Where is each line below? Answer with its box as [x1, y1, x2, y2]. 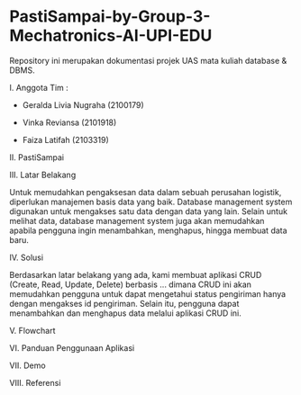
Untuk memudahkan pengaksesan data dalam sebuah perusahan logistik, [9, 186, 282, 197]
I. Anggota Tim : [9, 82, 69, 93]
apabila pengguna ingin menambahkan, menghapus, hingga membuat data [9, 225, 287, 236]
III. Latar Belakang [9, 169, 77, 180]
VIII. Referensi [9, 377, 61, 388]
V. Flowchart [9, 325, 56, 336]
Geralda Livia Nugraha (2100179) [22, 99, 144, 110]
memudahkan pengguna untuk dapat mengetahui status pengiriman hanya [9, 288, 287, 299]
